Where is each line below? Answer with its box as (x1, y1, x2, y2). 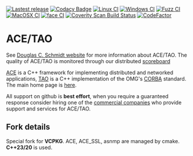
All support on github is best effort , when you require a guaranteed (6, 92, 169, 99)
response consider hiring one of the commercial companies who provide (6, 99, 182, 106)
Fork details (6, 122, 50, 132)
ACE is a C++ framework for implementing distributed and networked (6, 69, 174, 76)
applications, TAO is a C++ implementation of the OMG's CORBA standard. (6, 75, 187, 82)
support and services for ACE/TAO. (6, 105, 91, 112)
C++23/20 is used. (6, 144, 53, 151)
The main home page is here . (6, 81, 77, 88)
